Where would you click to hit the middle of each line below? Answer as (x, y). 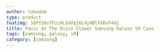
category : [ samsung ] (32, 39)
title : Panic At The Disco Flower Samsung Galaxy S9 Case (80, 28)
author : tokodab (26, 12)
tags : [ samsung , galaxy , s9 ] (43, 34)
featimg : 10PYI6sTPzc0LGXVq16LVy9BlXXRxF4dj (63, 23)
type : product (24, 17)
